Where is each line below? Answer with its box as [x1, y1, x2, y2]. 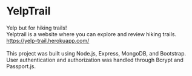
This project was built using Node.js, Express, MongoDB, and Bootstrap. [6, 49, 187, 57]
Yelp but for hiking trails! [6, 24, 67, 31]
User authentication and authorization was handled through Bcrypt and [6, 56, 184, 63]
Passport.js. [6, 62, 36, 70]
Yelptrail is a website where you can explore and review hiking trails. [6, 30, 177, 37]
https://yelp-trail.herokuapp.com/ [6, 37, 90, 44]
